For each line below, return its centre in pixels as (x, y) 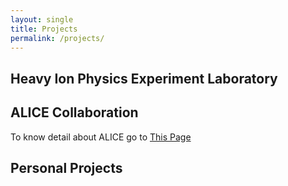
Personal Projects (66, 167)
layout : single (42, 19)
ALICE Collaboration (74, 112)
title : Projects (44, 29)
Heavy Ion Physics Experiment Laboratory (144, 78)
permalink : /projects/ (57, 38)
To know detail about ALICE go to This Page (101, 137)
